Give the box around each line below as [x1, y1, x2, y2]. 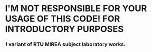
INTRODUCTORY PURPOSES [5, 24, 124, 35]
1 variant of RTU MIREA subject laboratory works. [5, 41, 126, 48]
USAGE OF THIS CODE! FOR [5, 13, 120, 24]
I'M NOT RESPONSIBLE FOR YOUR [5, 3, 147, 14]
